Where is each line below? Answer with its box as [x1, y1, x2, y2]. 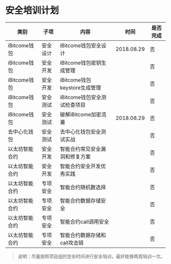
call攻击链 [60, 239, 84, 246]
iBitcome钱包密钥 [60, 59, 102, 66]
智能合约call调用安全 [60, 218, 109, 225]
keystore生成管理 [60, 84, 101, 91]
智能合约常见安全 [60, 145, 101, 152]
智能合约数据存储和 [60, 231, 106, 238]
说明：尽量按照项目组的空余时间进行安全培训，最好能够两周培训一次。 [17, 253, 165, 259]
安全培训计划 [5, 5, 60, 16]
